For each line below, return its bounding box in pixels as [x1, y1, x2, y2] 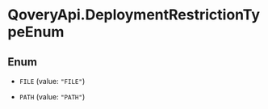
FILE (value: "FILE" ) [19, 77, 86, 86]
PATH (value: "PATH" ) [19, 92, 86, 102]
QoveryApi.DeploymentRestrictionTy [7, 6, 260, 24]
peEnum [7, 23, 65, 41]
